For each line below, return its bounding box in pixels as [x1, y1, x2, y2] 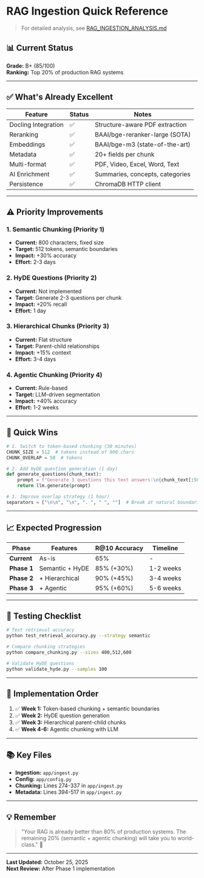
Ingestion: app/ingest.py [15, 769, 79, 776]
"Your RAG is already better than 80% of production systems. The [21, 828, 186, 835]
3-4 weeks [149, 574, 182, 582]
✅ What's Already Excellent [6, 92, 114, 102]
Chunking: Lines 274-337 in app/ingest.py [15, 782, 123, 790]
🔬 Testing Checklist [6, 611, 81, 621]
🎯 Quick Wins [6, 427, 58, 437]
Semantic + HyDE [39, 564, 90, 572]
